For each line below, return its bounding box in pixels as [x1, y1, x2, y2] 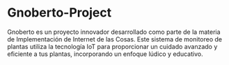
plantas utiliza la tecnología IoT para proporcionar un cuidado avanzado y [7, 42, 218, 50]
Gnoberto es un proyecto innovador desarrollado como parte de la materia [7, 28, 221, 36]
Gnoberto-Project [7, 5, 112, 21]
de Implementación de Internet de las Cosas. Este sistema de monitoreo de [7, 35, 223, 43]
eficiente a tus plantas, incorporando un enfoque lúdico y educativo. [7, 50, 203, 58]
